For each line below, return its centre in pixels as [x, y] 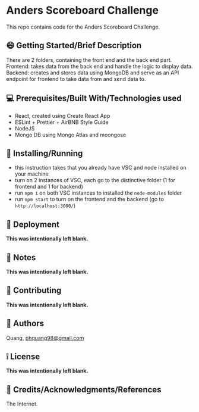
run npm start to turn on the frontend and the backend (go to [89, 199]
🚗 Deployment [33, 224]
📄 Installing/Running [45, 153]
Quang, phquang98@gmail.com [45, 338]
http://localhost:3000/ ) [45, 205]
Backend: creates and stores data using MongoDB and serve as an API [93, 73]
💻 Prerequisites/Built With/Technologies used [94, 99]
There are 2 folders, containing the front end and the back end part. [89, 60]
